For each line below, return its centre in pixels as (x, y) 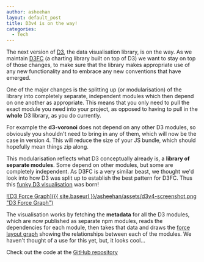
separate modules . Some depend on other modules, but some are (90, 165)
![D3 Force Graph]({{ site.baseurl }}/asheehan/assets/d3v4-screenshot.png (101, 196)
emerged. (18, 78)
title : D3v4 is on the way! (42, 23)
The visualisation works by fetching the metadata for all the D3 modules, (98, 214)
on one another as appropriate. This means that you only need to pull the (98, 103)
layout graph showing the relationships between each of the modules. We (99, 234)
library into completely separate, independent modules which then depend (100, 96)
